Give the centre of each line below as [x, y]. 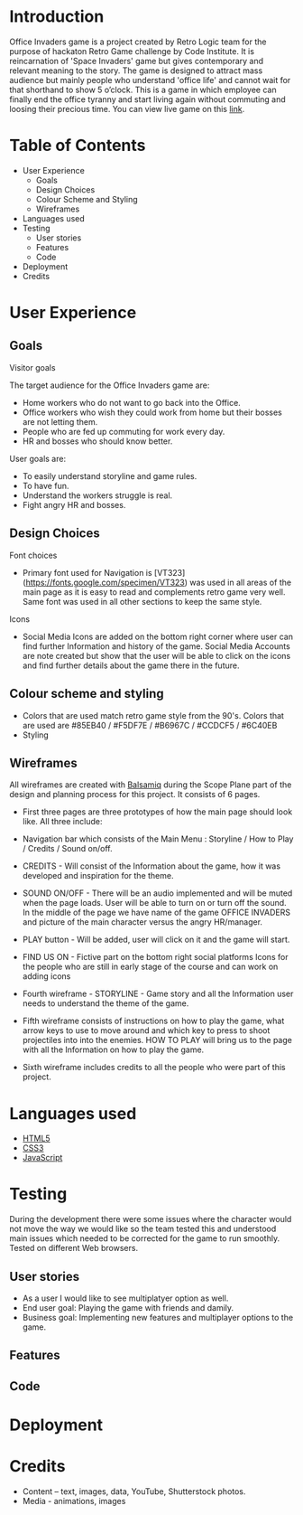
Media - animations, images [74, 1501]
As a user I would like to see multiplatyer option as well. [125, 1298]
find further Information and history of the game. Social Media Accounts [156, 646]
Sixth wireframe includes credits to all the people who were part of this [154, 1068]
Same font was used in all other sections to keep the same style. [142, 601]
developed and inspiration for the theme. [98, 876]
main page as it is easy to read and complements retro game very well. [154, 592]
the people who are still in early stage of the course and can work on [150, 967]
